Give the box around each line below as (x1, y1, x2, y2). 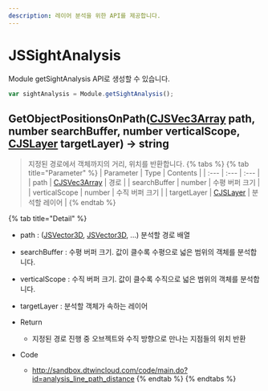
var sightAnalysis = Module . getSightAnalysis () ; (8, 90, 174, 98)
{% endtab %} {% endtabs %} (136, 374, 237, 384)
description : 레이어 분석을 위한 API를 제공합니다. (8, 11, 161, 20)
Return (19, 317, 43, 327)
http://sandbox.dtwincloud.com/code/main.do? (31, 365, 189, 375)
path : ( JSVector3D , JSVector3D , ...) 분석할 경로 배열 (19, 230, 191, 240)
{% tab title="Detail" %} (8, 214, 87, 224)
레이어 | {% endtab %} (43, 198, 116, 208)
